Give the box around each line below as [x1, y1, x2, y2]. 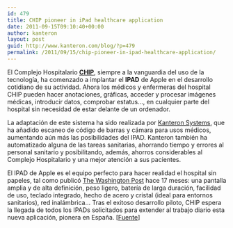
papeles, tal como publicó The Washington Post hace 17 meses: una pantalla [7, 176, 227, 184]
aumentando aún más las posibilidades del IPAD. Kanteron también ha [7, 133, 207, 141]
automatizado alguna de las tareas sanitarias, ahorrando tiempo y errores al [7, 140, 224, 149]
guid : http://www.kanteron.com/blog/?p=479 [7, 42, 136, 49]
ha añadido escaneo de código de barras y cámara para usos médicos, [7, 126, 211, 134]
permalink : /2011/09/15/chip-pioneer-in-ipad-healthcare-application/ [7, 49, 216, 56]
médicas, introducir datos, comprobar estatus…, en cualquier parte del [7, 97, 210, 106]
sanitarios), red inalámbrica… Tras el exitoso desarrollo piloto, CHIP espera [7, 198, 222, 206]
